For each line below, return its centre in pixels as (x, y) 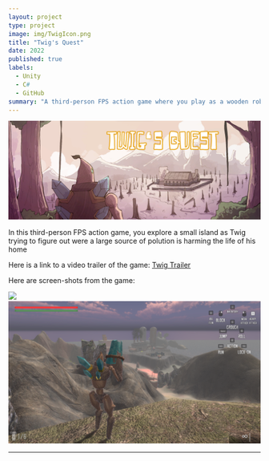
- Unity (28, 76)
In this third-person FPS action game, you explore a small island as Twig (127, 233)
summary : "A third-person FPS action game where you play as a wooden (128, 101)
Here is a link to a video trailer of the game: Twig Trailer (100, 265)
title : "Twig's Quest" (46, 42)
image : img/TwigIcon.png (50, 34)
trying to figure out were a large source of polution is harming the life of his (132, 241)
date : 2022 (26, 51)
